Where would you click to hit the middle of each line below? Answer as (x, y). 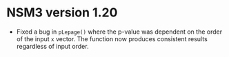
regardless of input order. (52, 46)
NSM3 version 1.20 (62, 13)
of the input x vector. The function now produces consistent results (112, 38)
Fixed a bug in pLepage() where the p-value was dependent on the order (119, 32)
